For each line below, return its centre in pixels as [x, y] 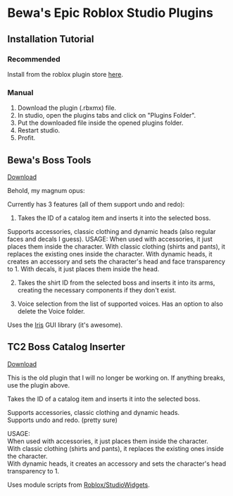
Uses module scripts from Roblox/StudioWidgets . [78, 485]
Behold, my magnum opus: [46, 190]
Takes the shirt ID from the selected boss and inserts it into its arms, [116, 283]
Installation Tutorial [51, 39]
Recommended [34, 59]
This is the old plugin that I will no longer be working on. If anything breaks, [116, 378]
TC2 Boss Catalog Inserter [66, 347]
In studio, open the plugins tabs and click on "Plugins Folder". [107, 116]
